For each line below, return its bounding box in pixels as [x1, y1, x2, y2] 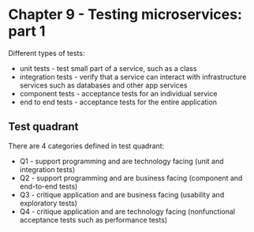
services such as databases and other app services [19, 80, 188, 90]
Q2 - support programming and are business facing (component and [19, 173, 243, 182]
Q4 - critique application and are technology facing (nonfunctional [19, 207, 235, 216]
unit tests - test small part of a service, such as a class [19, 63, 197, 73]
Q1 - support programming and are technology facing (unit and [19, 156, 224, 166]
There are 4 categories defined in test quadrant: [8, 140, 165, 151]
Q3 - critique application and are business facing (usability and [19, 189, 225, 199]
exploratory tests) [19, 198, 77, 208]
